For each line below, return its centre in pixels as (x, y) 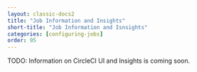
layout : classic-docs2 (41, 14)
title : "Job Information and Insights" (66, 21)
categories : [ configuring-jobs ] (55, 34)
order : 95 (22, 41)
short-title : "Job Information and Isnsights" (78, 27)
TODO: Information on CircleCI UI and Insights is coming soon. (99, 61)
